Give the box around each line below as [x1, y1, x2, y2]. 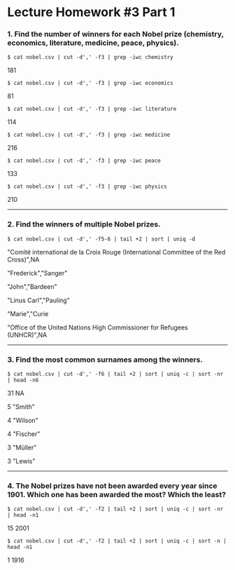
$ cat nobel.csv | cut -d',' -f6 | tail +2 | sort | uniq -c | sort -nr [7, 371, 224, 378]
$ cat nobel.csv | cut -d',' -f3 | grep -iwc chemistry [7, 54, 173, 61]
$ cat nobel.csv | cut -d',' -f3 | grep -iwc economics [7, 80, 173, 87]
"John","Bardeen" [7, 282, 57, 291]
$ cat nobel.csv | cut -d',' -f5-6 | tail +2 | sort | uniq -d [7, 236, 196, 243]
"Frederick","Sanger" [7, 269, 68, 277]
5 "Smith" [7, 402, 35, 411]
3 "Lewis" [7, 457, 36, 466]
